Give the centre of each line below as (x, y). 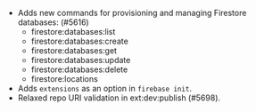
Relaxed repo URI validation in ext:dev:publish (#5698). (119, 98)
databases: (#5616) (53, 22)
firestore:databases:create (80, 41)
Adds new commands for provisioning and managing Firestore (132, 13)
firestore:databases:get (74, 51)
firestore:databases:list (73, 32)
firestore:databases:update (81, 60)
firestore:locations (64, 79)
